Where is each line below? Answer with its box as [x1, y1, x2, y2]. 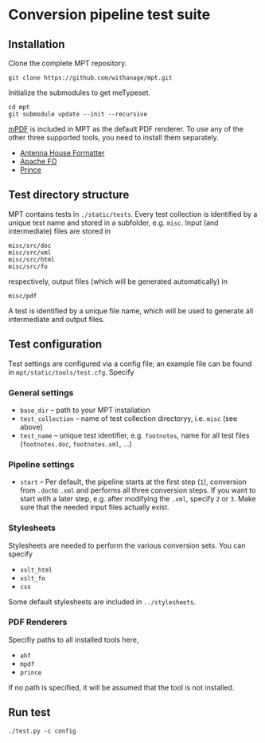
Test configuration [8, 337, 102, 352]
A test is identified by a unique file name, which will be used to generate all [8, 305, 254, 316]
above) [19, 422, 44, 431]
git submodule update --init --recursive [8, 110, 148, 118]
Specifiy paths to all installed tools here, [8, 635, 139, 644]
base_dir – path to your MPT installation [19, 405, 150, 415]
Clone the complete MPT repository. [8, 58, 127, 68]
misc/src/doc [8, 242, 52, 250]
